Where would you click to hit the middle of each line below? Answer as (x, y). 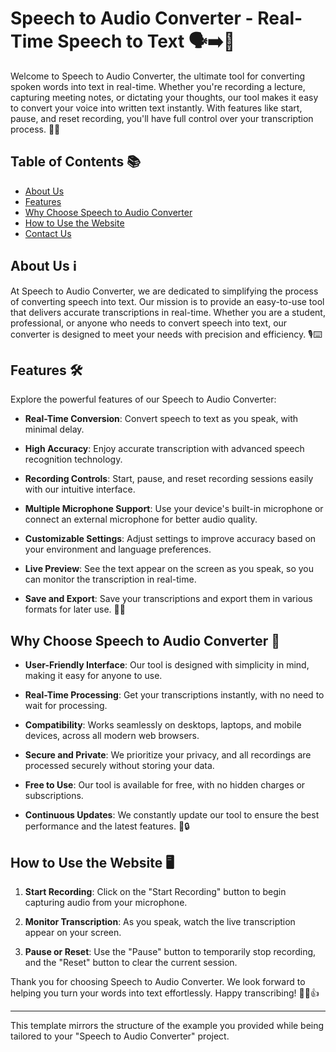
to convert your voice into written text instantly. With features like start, (156, 108)
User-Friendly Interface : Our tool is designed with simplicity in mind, (167, 665)
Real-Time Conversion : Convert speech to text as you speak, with (161, 419)
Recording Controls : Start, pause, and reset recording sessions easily (169, 479)
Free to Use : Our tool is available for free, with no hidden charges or (165, 785)
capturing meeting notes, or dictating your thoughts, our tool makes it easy (164, 97)
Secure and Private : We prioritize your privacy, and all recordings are (168, 755)
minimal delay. (54, 429)
